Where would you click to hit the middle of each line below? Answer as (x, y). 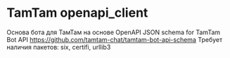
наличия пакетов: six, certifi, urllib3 (59, 47)
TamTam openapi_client (77, 13)
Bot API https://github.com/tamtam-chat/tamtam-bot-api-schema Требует (115, 39)
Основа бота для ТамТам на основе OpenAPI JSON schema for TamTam (114, 32)
